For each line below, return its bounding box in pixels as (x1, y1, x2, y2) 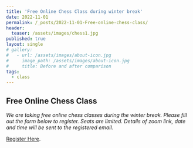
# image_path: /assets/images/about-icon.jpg (6, 58, 130, 63)
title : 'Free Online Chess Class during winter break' (6, 8, 143, 15)
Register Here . (6, 135, 41, 142)
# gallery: (6, 47, 33, 53)
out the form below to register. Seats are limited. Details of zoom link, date (6, 117, 186, 125)
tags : (6, 69, 19, 75)
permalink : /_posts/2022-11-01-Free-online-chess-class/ (6, 19, 148, 25)
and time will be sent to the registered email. (6, 124, 114, 131)
